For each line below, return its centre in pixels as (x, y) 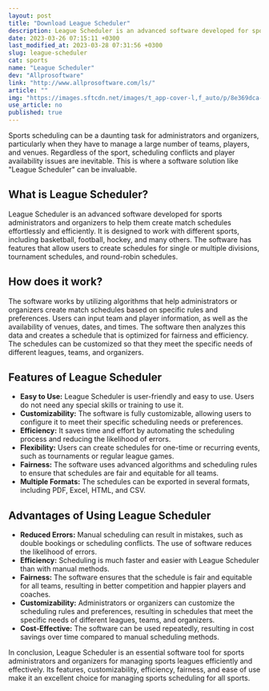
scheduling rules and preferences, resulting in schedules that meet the (137, 612)
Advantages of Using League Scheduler (110, 515)
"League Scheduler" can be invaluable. (73, 170)
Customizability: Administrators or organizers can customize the (127, 603)
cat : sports (28, 61)
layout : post (30, 16)
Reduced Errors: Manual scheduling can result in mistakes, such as (131, 535)
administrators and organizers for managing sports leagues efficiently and (130, 661)
